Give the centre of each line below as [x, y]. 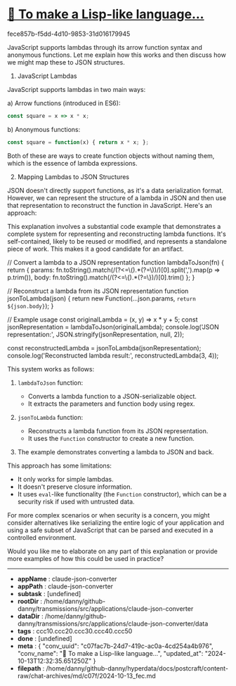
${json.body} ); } [31, 305]
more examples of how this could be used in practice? [85, 558]
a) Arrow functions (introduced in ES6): [64, 103]
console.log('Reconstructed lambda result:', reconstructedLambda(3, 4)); [113, 355]
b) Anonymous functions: [44, 129]
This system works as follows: [51, 369]
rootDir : [30, 601]
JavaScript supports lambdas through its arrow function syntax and [105, 47]
